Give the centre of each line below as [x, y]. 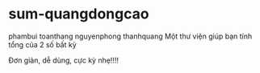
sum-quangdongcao [79, 14]
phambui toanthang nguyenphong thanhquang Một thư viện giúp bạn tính [130, 36]
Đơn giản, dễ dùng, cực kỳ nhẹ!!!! [64, 60]
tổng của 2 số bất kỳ [42, 44]
